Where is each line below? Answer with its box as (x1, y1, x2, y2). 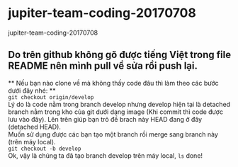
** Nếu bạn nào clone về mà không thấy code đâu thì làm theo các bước (8, 79, 219, 87)
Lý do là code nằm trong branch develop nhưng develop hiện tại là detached (8, 100, 231, 108)
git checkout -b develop (8, 145, 81, 152)
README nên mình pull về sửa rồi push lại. (8, 60, 198, 72)
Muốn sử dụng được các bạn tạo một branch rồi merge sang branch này (8, 129, 219, 139)
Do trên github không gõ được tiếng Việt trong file (8, 49, 232, 61)
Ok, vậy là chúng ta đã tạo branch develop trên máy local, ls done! (8, 151, 203, 160)
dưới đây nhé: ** (8, 86, 56, 95)
